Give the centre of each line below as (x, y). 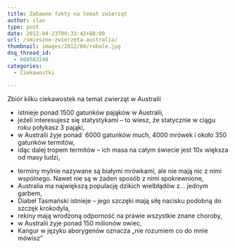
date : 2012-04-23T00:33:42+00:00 (56, 33)
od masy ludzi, (39, 157)
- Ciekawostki (34, 72)
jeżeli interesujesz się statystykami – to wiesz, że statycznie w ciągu (116, 119)
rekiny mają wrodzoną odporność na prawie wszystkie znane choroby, (120, 216)
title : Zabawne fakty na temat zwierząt (68, 14)
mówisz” (30, 238)
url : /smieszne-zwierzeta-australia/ (63, 40)
